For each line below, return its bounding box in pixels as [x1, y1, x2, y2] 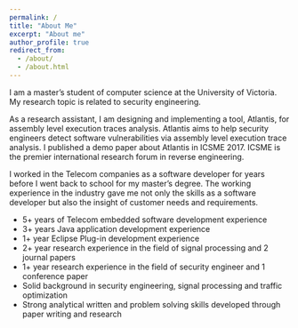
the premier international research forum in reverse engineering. [9, 151, 245, 162]
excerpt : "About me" [9, 29, 86, 38]
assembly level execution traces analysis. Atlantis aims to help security [9, 123, 270, 133]
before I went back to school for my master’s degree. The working [9, 178, 252, 188]
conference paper [21, 270, 89, 281]
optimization [21, 290, 68, 300]
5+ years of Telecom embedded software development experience [21, 214, 268, 225]
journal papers [21, 252, 76, 262]
